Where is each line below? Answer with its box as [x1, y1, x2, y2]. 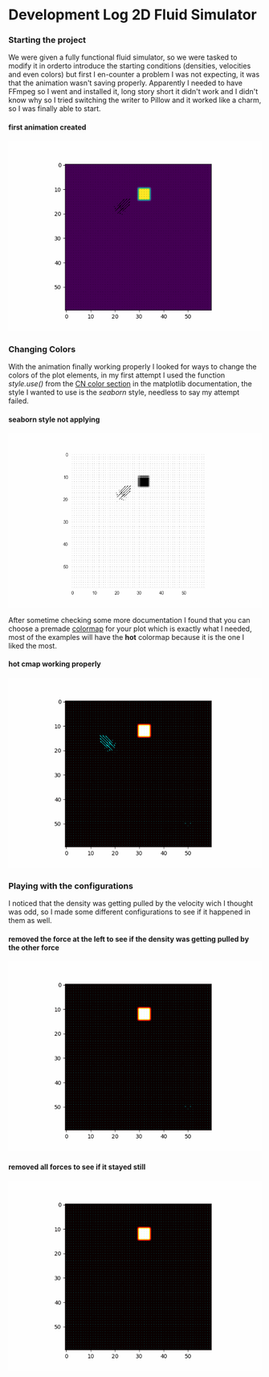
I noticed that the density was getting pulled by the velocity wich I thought [8, 899, 254, 909]
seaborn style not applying [8, 414, 100, 424]
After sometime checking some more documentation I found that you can [8, 615, 251, 625]
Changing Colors [8, 344, 76, 355]
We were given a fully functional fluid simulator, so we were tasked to [8, 52, 238, 62]
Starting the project [8, 35, 87, 46]
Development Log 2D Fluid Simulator [8, 6, 257, 24]
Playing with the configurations [8, 880, 134, 891]
